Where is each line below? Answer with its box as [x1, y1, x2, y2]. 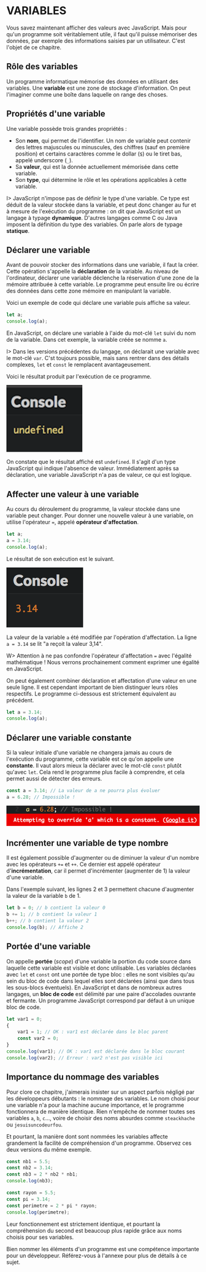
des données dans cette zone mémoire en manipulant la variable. [6, 287, 172, 295]
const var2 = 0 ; [17, 1035, 59, 1042]
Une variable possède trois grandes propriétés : [6, 125, 128, 132]
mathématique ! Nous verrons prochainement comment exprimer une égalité [6, 658, 200, 665]
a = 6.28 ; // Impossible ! [6, 794, 75, 800]
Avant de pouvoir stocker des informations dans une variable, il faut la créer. [6, 261, 199, 269]
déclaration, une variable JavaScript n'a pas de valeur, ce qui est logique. [6, 471, 192, 479]
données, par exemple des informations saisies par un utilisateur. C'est [6, 37, 186, 44]
